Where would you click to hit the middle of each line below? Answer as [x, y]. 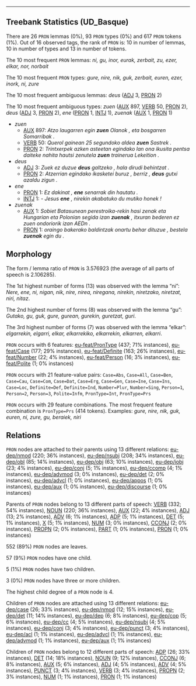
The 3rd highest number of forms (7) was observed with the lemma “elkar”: [96, 327]
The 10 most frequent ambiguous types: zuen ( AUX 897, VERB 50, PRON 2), [97, 106]
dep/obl [15, 462]
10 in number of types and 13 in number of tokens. [66, 49]
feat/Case [18, 351]
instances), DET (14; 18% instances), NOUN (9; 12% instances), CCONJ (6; [96, 658]
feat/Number [21, 357]
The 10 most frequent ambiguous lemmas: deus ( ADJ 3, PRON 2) [84, 95]
